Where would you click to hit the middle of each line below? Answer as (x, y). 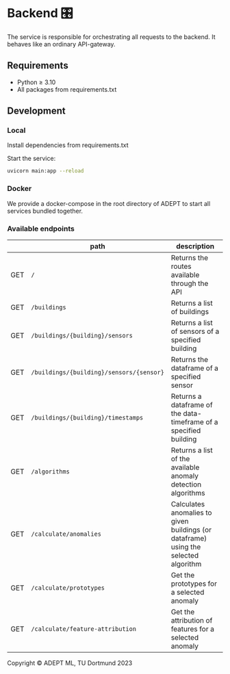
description (195, 246)
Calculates (188, 504)
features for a (192, 629)
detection (186, 484)
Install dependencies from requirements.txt (68, 145)
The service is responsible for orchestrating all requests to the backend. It (111, 37)
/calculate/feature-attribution (84, 629)
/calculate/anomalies (66, 534)
